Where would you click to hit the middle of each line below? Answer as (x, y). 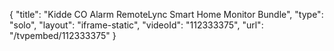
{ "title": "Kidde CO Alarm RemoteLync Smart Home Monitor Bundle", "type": (166, 14)
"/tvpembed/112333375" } (63, 35)
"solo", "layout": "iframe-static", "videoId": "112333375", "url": (136, 25)
